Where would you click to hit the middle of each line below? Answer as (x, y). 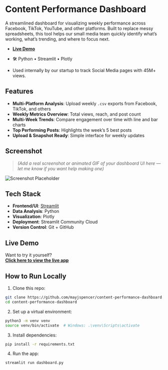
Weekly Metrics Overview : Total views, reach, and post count (76, 114)
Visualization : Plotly (33, 217)
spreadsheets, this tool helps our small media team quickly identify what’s (81, 34)
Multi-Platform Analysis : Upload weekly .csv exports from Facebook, (85, 103)
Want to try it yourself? (29, 255)
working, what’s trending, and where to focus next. (57, 39)
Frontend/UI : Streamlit (35, 206)
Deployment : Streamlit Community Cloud (55, 222)
